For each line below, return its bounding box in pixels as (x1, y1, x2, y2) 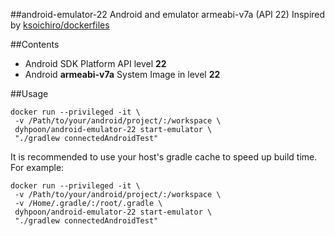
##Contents (10, 39, 60, 50)
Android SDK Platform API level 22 (24, 58, 167, 69)
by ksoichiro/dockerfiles (10, 19, 110, 31)
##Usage (10, 88, 49, 99)
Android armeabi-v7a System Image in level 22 (24, 69, 221, 80)
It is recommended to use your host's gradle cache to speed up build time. (10, 151, 318, 163)
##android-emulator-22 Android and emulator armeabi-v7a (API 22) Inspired (10, 9, 326, 20)
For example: (10, 162, 65, 173)
